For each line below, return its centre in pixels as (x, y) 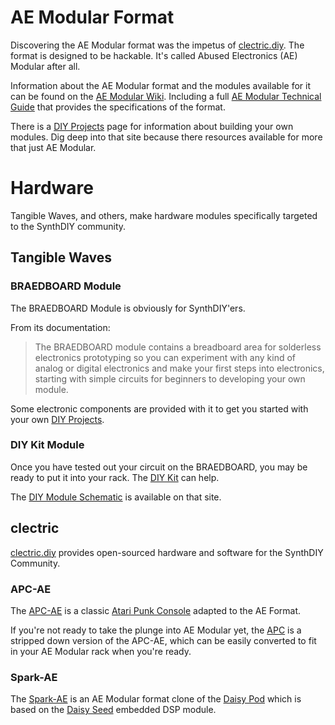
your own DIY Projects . (57, 419)
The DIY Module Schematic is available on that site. (116, 497)
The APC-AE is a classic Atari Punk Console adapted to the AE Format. (156, 610)
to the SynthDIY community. (68, 226)
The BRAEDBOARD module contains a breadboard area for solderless (178, 347)
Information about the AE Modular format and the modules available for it (160, 85)
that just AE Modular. (53, 147)
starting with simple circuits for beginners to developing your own (170, 378)
